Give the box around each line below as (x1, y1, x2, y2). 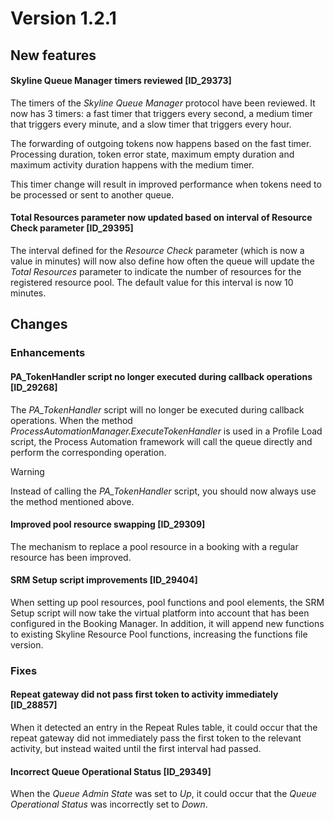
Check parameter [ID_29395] (10, 222, 134, 234)
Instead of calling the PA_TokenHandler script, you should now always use (10, 485, 317, 497)
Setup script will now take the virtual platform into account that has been (10, 607, 310, 619)
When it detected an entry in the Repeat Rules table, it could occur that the (10, 722, 318, 734)
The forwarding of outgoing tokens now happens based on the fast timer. (10, 137, 312, 149)
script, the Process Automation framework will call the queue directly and (10, 435, 313, 447)
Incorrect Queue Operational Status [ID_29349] (10, 765, 212, 777)
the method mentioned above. (10, 495, 135, 507)
